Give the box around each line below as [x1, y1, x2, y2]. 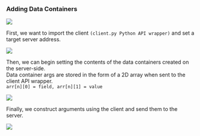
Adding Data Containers [6, 5, 78, 13]
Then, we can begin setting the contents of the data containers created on [6, 58, 189, 66]
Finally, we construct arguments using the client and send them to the [6, 106, 178, 113]
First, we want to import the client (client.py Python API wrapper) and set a [6, 29, 195, 37]
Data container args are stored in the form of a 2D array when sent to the [6, 71, 186, 79]
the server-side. [6, 65, 46, 72]
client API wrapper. [6, 78, 53, 85]
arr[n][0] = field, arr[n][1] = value [6, 84, 103, 90]
